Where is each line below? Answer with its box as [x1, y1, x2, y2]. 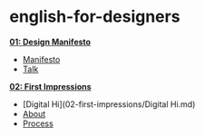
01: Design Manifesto [9, 36, 92, 47]
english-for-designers [9, 6, 180, 27]
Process [22, 118, 54, 129]
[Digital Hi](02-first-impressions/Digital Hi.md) [22, 98, 196, 110]
